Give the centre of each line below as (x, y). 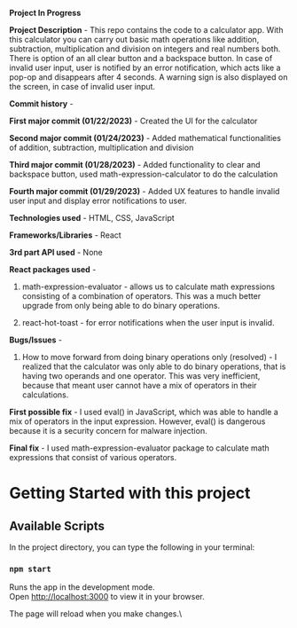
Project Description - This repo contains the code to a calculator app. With (146, 30)
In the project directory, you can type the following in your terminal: (132, 547)
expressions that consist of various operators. (93, 457)
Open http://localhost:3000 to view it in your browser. (107, 597)
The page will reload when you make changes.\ (96, 614)
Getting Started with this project (130, 494)
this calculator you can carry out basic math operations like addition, (134, 39)
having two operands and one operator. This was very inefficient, (141, 376)
